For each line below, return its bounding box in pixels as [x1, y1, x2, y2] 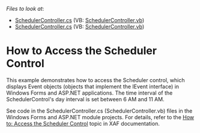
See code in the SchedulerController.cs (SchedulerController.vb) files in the [6, 107, 193, 114]
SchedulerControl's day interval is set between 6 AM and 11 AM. [6, 95, 165, 102]
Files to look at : [6, 5, 44, 12]
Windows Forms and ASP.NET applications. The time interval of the [6, 89, 173, 96]
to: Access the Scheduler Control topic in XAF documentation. [6, 120, 160, 127]
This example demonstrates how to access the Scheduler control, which [6, 76, 185, 83]
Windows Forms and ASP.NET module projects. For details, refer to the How [6, 113, 195, 120]
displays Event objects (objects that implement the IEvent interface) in [6, 83, 179, 90]
